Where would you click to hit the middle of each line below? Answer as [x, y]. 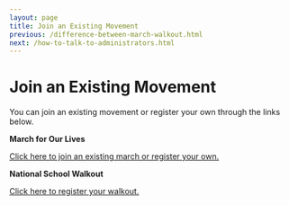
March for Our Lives [47, 139]
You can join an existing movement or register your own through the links [145, 112]
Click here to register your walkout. [74, 192]
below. [22, 121]
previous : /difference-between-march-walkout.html [106, 34]
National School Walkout [56, 174]
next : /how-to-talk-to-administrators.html [92, 43]
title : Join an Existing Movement [74, 26]
